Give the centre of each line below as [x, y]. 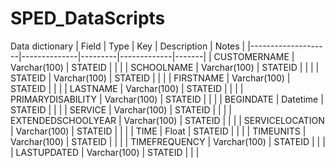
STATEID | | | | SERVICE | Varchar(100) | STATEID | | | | [121, 109]
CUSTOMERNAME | [254, 56]
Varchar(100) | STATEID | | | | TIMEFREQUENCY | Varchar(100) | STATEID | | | [168, 141]
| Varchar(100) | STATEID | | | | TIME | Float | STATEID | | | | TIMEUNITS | [158, 131]
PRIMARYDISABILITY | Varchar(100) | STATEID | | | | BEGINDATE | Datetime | [167, 99]
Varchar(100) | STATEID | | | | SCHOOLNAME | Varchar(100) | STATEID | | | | [165, 67]
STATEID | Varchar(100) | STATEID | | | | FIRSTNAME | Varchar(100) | [150, 78]
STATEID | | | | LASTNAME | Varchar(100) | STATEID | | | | [127, 88]
